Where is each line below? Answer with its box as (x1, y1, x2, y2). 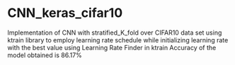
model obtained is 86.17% (7, 51, 83, 59)
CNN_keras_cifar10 (7, 5, 123, 21)
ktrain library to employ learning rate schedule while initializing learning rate (7, 35, 229, 44)
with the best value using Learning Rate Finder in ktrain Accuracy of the (7, 43, 217, 52)
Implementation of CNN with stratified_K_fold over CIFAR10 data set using (7, 28, 222, 37)
